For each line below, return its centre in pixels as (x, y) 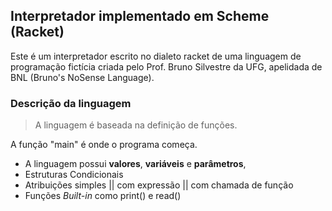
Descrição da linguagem (71, 103)
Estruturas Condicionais (74, 175)
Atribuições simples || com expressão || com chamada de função (159, 185)
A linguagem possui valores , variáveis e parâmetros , (135, 164)
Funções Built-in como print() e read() (103, 196)
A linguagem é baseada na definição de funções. (136, 125)
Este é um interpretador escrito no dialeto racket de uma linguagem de (156, 56)
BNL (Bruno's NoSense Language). (82, 77)
